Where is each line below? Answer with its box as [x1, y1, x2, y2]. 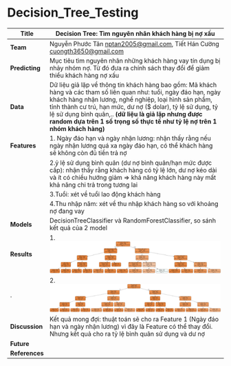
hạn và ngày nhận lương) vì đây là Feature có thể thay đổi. [49, 323, 213, 331]
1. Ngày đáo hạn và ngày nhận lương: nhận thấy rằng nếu [49, 134, 211, 143]
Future [10, 339, 30, 347]
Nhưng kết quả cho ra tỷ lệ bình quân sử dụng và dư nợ [49, 329, 205, 338]
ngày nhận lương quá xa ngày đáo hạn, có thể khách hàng [49, 141, 213, 150]
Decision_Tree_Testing [7, 5, 139, 21]
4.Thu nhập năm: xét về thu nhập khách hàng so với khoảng [49, 200, 219, 208]
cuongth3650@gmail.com [49, 47, 124, 55]
